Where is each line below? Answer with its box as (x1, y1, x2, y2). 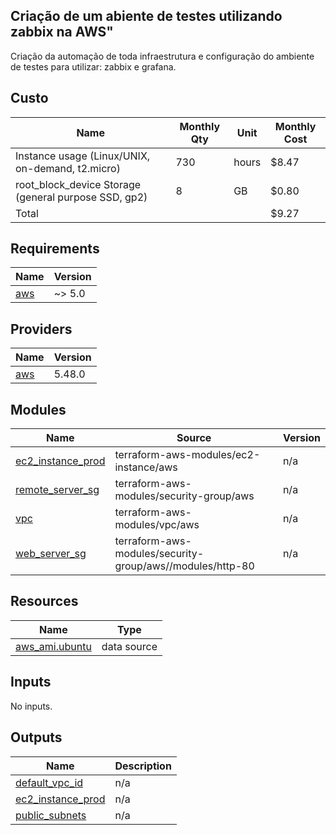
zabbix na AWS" (10, 24, 114, 41)
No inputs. (10, 700, 53, 712)
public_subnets (15, 808, 87, 822)
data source (101, 639, 158, 653)
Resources (10, 593, 79, 610)
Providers (10, 320, 73, 338)
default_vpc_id (15, 775, 84, 789)
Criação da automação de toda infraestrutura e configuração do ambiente (10, 50, 315, 62)
